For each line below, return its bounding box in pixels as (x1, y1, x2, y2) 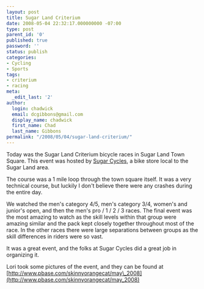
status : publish (6, 49, 48, 55)
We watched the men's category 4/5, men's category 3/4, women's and (6, 200, 188, 208)
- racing (6, 83, 29, 89)
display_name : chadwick (12, 117, 72, 123)
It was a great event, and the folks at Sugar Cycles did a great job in (6, 244, 177, 252)
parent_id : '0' (6, 32, 45, 38)
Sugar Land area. (6, 163, 50, 171)
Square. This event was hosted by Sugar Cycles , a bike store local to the (6, 157, 189, 164)
